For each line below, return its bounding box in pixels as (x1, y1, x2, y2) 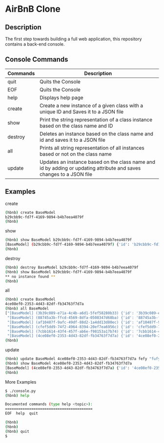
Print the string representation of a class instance (40, 116, 153, 123)
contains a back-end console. (5, 41, 65, 47)
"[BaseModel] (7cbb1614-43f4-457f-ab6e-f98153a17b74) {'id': (7, 329, 134, 334)
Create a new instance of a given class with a (40, 102, 143, 109)
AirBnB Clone (5, 3, 61, 15)
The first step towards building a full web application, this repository (5, 36, 142, 42)
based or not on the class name (40, 151, 112, 157)
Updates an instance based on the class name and (40, 158, 155, 165)
